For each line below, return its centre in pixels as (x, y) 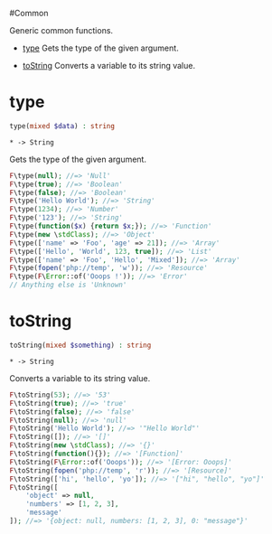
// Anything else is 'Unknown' (68, 285)
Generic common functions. (61, 30)
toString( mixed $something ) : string (80, 345)
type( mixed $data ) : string (62, 126)
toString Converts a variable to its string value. (109, 66)
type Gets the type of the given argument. (100, 48)
